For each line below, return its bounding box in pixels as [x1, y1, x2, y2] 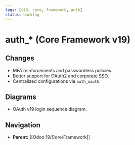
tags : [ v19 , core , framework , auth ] [5, 7, 82, 13]
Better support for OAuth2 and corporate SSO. [12, 73, 109, 79]
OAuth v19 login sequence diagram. [12, 106, 87, 112]
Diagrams [5, 92, 36, 101]
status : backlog [5, 12, 39, 17]
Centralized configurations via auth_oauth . [12, 78, 101, 84]
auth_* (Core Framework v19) [5, 34, 130, 45]
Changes [5, 54, 34, 63]
